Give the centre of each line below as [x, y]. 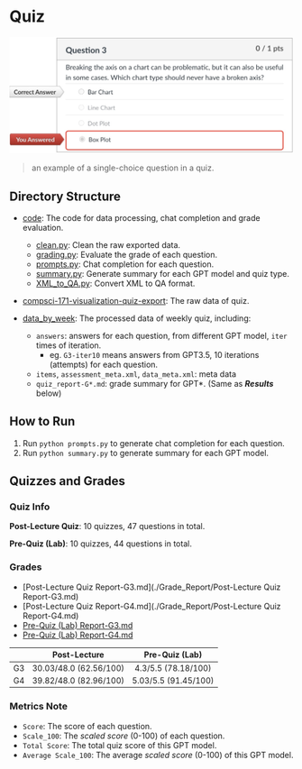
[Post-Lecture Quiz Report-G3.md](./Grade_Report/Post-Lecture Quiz [151, 587]
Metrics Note [38, 707]
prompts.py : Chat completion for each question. [125, 264]
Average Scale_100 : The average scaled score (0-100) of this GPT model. [158, 755]
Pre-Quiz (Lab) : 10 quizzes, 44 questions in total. [101, 544]
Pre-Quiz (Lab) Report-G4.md [78, 635]
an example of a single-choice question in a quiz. [123, 168]
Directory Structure [65, 196]
